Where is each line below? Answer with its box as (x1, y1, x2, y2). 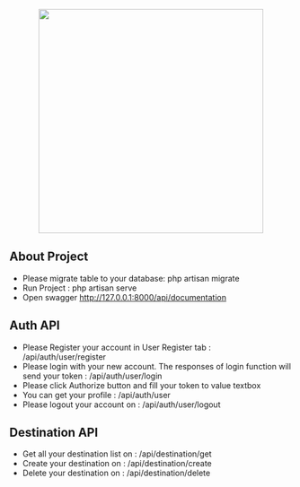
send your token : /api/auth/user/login (22, 370, 163, 381)
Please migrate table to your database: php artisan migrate (22, 273, 240, 283)
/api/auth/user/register (22, 351, 106, 362)
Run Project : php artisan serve (22, 283, 137, 293)
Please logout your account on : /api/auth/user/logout (22, 399, 221, 410)
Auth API (9, 318, 60, 334)
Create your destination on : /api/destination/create (22, 458, 213, 469)
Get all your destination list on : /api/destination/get (22, 448, 213, 459)
